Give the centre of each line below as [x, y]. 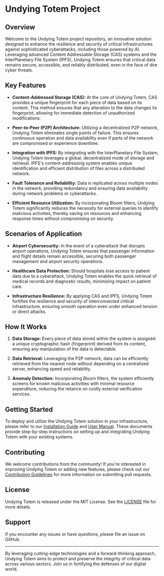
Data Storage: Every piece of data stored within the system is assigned [84, 338]
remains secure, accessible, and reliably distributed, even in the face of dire [81, 65]
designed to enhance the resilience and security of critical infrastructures [79, 44]
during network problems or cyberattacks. [55, 193]
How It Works [26, 327]
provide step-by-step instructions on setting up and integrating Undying [77, 432]
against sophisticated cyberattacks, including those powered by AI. [73, 49]
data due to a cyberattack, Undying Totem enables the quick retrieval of [84, 276]
